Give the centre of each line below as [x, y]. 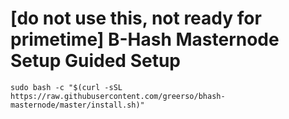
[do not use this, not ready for [136, 18]
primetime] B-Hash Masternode [145, 39]
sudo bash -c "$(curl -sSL [66, 87]
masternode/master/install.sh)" [77, 105]
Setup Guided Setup [95, 61]
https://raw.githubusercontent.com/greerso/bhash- [118, 96]
